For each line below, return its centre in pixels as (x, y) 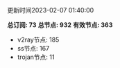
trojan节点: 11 (36, 57)
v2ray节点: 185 (38, 40)
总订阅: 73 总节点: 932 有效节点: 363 (60, 25)
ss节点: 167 (33, 48)
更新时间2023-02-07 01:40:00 (51, 10)
